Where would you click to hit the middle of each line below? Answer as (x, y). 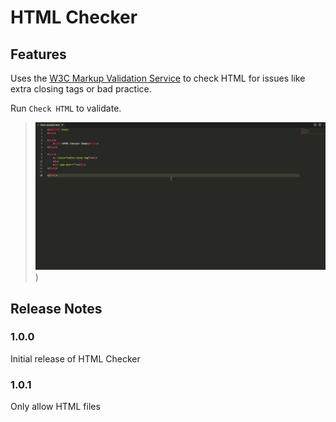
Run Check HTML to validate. (66, 108)
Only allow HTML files (55, 407)
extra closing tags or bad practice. (81, 89)
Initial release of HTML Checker (75, 358)
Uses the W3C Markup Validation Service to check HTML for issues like (158, 78)
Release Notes (56, 308)
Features (38, 54)
